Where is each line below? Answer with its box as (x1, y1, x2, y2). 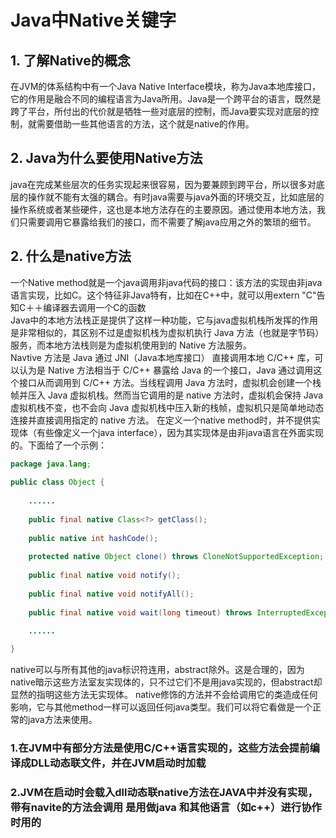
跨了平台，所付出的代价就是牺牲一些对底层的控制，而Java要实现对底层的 (10, 106, 311, 117)
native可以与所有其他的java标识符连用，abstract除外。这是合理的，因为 (10, 664, 305, 676)
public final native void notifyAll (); (28, 589, 195, 599)
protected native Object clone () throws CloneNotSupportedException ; (28, 552, 325, 562)
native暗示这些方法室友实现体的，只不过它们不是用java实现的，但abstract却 (10, 676, 323, 688)
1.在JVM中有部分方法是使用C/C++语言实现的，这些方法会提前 (10, 741, 310, 755)
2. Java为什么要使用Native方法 (10, 150, 203, 167)
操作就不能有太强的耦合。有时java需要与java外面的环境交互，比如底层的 (27, 191, 325, 203)
